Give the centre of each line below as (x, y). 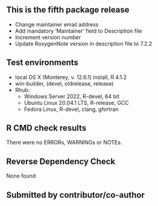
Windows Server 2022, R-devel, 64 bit (71, 96)
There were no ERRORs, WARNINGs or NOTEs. (64, 142)
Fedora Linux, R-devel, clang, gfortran (71, 109)
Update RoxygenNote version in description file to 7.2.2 (84, 43)
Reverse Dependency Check (61, 161)
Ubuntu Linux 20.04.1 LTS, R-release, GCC (77, 102)
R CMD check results (46, 128)
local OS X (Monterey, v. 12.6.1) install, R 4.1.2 (71, 77)
